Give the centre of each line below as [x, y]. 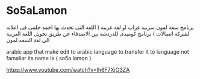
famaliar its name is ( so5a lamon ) [49, 58]
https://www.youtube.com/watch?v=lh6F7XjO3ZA [68, 69]
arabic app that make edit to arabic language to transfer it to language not [98, 51]
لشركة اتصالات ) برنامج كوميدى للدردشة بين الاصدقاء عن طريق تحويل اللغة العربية [98, 33]
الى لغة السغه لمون [28, 40]
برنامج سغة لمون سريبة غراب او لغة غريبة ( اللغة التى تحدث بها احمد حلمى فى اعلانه [100, 27]
